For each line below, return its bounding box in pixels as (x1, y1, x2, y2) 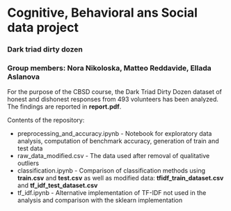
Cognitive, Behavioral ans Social (7, 5, 198, 21)
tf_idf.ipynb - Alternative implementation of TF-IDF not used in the (17, 189, 207, 197)
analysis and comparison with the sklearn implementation (17, 196, 183, 205)
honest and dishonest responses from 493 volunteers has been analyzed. (7, 95, 219, 104)
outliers (17, 159, 40, 168)
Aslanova (7, 72, 40, 81)
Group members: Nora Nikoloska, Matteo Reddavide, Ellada (7, 63, 212, 73)
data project (7, 19, 79, 36)
